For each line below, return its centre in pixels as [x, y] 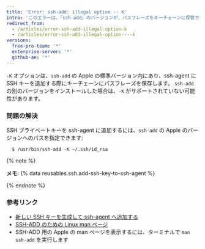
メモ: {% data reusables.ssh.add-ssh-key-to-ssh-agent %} [81, 173]
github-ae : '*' [31, 57]
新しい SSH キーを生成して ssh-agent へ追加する [77, 217]
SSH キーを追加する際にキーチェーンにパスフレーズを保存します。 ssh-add [100, 83]
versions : [19, 40]
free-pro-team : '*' [37, 46]
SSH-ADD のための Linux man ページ [61, 225]
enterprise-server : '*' [42, 52]
